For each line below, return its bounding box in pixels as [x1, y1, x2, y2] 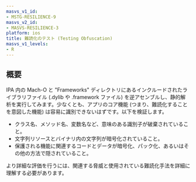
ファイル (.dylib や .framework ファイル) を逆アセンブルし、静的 [26, 93, 181, 100]
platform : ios [6, 30, 41, 36]
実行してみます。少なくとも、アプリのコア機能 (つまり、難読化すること [16, 100, 188, 108]
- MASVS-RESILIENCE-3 [6, 24, 59, 31]
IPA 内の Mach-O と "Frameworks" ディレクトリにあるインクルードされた [6, 86, 183, 93]
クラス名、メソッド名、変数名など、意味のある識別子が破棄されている [14, 120, 184, 127]
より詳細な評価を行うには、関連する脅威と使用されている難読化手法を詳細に [6, 162, 191, 169]
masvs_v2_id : [6, 19, 38, 25]
